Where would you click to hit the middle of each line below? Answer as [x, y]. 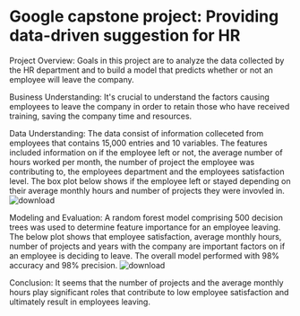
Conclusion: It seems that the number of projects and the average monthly [146, 282]
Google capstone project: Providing [144, 17]
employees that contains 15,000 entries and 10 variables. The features [138, 143]
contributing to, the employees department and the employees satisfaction [147, 171]
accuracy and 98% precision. [64, 265]
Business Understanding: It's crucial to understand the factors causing [140, 97]
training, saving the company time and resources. [101, 116]
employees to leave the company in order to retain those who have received [150, 106]
